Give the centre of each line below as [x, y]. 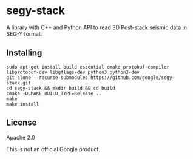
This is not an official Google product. [53, 149]
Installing [24, 53]
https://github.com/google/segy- [132, 77]
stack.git [19, 83]
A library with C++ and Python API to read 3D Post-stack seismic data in [96, 27]
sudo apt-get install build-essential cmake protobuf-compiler [88, 67]
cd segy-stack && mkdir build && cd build [61, 88]
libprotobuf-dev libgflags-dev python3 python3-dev [73, 72]
